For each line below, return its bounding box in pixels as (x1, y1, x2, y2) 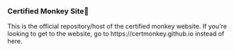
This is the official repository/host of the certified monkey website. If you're (7, 22, 228, 31)
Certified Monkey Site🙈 (7, 6, 89, 16)
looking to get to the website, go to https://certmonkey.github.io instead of (7, 29, 225, 38)
